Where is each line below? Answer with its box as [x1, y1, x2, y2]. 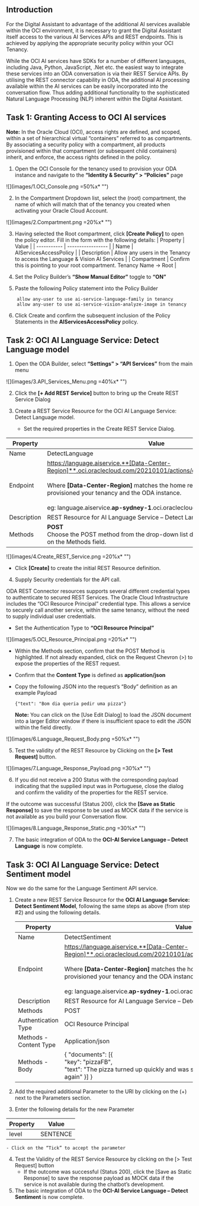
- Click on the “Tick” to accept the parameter [6, 1145, 126, 1151]
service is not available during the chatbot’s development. [23, 1181, 165, 1188]
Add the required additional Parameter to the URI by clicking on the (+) [14, 1088, 187, 1095]
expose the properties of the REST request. [14, 660, 121, 667]
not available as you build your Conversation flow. [6, 813, 127, 820]
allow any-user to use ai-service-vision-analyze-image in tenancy [17, 301, 187, 307]
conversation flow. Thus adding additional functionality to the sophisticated [6, 89, 190, 96]
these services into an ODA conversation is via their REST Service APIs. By [6, 70, 188, 77]
